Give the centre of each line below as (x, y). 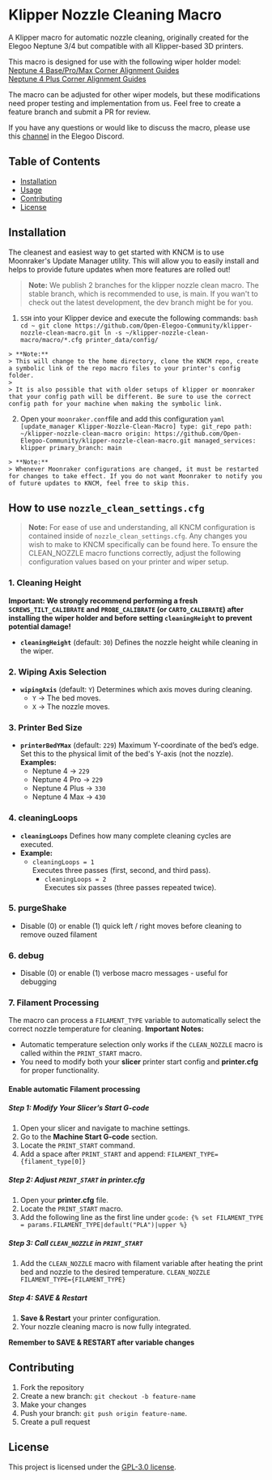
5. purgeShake (38, 908)
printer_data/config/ (122, 340)
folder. (21, 375)
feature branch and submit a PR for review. (80, 112)
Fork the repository (52, 1387)
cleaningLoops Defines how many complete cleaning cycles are (125, 836)
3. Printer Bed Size (45, 727)
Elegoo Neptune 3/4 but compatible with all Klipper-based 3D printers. (126, 45)
